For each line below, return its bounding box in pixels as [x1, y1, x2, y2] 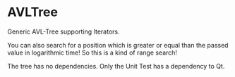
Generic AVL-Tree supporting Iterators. [7, 27, 120, 36]
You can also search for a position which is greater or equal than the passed [7, 41, 229, 49]
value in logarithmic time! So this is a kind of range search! [7, 48, 178, 57]
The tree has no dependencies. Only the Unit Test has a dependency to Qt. [7, 62, 225, 70]
